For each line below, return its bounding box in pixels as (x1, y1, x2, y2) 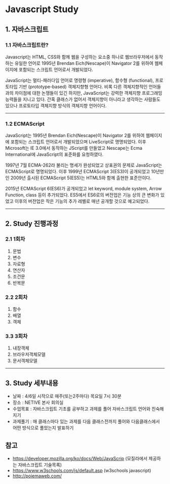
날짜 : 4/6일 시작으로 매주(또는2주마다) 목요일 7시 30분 (12, 393, 122, 399)
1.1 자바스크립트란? (5, 42, 49, 49)
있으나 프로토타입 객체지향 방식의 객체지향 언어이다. (5, 102, 107, 108)
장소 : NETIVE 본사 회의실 (12, 399, 64, 406)
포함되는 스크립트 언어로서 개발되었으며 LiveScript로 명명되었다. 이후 (10, 139, 147, 145)
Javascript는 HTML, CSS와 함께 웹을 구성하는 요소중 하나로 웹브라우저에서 (5, 54, 154, 60)
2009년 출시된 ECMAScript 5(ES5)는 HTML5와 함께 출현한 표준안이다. (10, 175, 152, 181)
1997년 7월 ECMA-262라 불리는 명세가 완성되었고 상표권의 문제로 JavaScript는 (5, 162, 162, 168)
